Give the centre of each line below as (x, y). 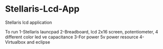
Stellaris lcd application (29, 22)
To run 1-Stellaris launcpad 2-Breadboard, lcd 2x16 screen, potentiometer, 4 (81, 32)
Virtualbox (15, 42)
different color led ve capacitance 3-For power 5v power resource (72, 37)
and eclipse (38, 42)
